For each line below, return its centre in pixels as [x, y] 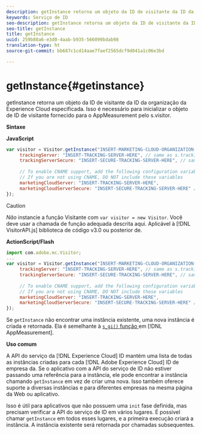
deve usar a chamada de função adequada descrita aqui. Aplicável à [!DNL [98, 223]
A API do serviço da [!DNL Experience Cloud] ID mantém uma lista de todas [99, 356]
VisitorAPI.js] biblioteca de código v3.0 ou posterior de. [74, 230]
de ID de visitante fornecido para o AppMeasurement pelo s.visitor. [89, 115]
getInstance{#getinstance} [75, 86]
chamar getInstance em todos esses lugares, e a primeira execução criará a [100, 418]
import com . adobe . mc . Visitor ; [44, 253]
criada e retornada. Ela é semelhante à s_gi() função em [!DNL [84, 326]
